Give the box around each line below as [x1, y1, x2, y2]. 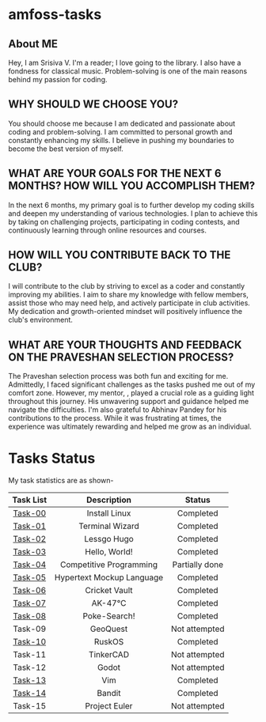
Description [86, 494, 132, 505]
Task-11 [13, 649, 47, 660]
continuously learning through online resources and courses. [8, 225, 207, 235]
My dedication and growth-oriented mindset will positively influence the [8, 307, 243, 316]
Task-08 [13, 610, 47, 622]
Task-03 [13, 546, 47, 558]
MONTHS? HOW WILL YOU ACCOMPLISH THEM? [8, 180, 256, 193]
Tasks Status [8, 449, 96, 467]
